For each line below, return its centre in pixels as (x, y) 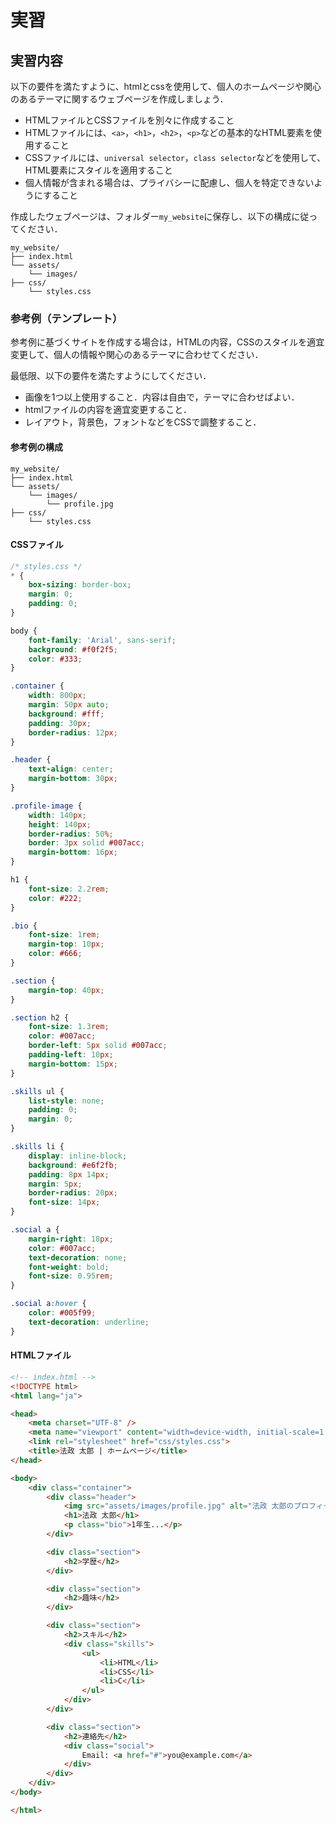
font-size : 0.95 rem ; (71, 1276)
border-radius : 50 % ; (71, 834)
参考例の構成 (36, 447)
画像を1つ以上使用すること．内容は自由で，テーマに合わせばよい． (162, 397)
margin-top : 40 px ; (66, 990)
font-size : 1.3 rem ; (69, 1027)
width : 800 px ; (57, 696)
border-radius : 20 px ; (73, 1193)
